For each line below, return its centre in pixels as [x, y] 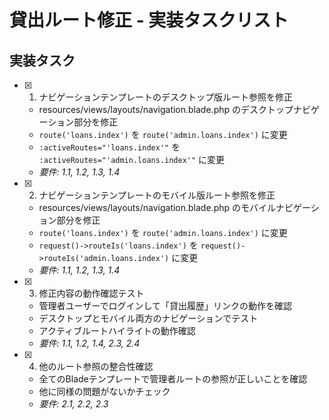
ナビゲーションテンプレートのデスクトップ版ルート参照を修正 [165, 97]
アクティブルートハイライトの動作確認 [117, 330]
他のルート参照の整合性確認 [96, 366]
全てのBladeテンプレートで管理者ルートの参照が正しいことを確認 [173, 379]
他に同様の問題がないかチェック [104, 391]
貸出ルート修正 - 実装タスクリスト [149, 20]
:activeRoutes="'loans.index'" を [109, 147]
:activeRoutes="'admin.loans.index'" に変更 [132, 159]
